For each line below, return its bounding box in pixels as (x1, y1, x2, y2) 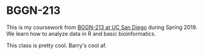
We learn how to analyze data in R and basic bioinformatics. (6, 30, 156, 37)
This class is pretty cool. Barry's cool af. (6, 42, 107, 49)
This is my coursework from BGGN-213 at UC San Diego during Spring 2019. (6, 24, 198, 31)
